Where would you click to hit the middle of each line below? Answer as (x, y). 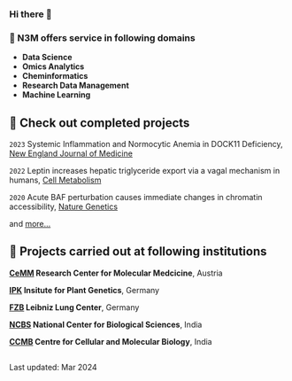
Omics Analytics (53, 66)
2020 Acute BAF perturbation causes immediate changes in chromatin (136, 198)
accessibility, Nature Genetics (63, 206)
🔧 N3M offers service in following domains (103, 37)
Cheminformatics (55, 76)
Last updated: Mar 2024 (53, 368)
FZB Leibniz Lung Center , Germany (74, 307)
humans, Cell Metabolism (55, 180)
